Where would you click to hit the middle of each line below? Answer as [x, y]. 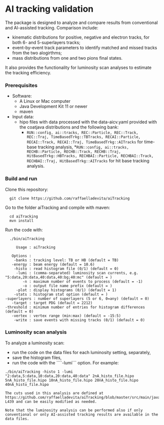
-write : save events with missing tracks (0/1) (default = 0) [80, 320]
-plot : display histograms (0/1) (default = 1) [66, 290]
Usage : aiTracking [36, 247]
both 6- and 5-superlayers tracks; [46, 42]
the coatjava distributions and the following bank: [69, 127]
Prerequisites [21, 85]
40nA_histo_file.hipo [27, 384]
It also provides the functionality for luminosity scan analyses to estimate [78, 67]
